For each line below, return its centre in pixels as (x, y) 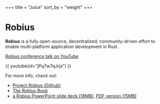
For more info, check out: (31, 75)
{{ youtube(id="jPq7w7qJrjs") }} (38, 66)
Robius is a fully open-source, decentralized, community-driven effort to (80, 41)
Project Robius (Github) (37, 85)
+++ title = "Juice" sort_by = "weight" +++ (49, 7)
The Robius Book (30, 90)
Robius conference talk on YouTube (42, 56)
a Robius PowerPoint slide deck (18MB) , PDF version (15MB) (74, 96)
